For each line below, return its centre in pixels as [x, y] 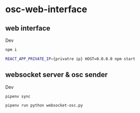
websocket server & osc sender [57, 75]
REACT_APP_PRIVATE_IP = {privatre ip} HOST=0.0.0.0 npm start [71, 59]
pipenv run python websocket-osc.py [44, 105]
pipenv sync [18, 96]
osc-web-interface [46, 9]
